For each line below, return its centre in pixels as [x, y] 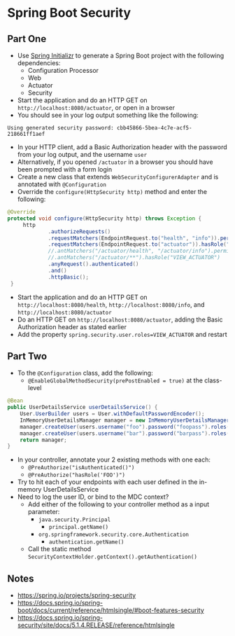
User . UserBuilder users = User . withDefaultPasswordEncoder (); [112, 414]
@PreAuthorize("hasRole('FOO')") [77, 475]
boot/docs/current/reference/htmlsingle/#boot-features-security [111, 610]
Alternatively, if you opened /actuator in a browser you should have [115, 162]
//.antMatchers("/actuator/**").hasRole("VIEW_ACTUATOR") [134, 258]
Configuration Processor [63, 70]
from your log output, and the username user [82, 154]
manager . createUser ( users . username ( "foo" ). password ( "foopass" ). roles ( [125, 427]
